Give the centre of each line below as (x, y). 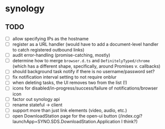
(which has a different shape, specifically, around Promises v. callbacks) (86, 66)
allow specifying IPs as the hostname (50, 39)
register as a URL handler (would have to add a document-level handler (85, 44)
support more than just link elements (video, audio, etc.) (70, 110)
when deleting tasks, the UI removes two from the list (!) (70, 83)
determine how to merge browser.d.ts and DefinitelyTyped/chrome (81, 61)
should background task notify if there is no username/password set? (83, 72)
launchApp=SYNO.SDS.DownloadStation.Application (66, 121)
